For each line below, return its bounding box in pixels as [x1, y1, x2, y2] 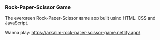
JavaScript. [5, 20, 29, 26]
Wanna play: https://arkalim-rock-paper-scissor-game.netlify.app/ [5, 30, 141, 36]
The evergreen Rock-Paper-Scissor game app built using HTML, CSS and [5, 15, 156, 21]
